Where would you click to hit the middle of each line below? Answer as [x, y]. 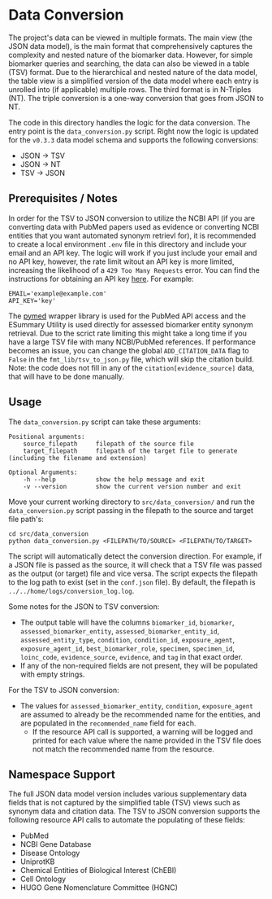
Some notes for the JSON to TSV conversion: [84, 606]
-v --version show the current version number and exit [132, 486]
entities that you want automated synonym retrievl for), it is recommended [132, 235]
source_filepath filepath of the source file [109, 444]
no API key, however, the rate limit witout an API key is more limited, [121, 261]
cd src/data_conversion [49, 534]
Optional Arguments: [43, 472]
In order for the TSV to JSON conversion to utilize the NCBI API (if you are [132, 218]
